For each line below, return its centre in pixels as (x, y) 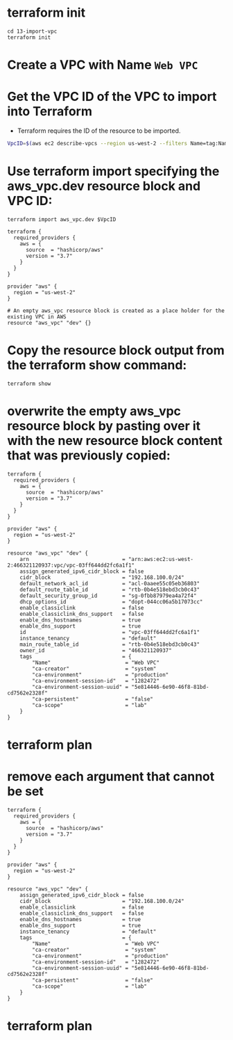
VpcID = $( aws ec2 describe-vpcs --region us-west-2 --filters (97, 144)
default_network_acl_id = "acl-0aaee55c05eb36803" (110, 583)
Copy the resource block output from (116, 351)
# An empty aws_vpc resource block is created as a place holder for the (116, 311)
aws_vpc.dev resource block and (104, 186)
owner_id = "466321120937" (96, 650)
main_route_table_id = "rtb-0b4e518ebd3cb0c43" (110, 644)
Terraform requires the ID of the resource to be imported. (99, 131)
